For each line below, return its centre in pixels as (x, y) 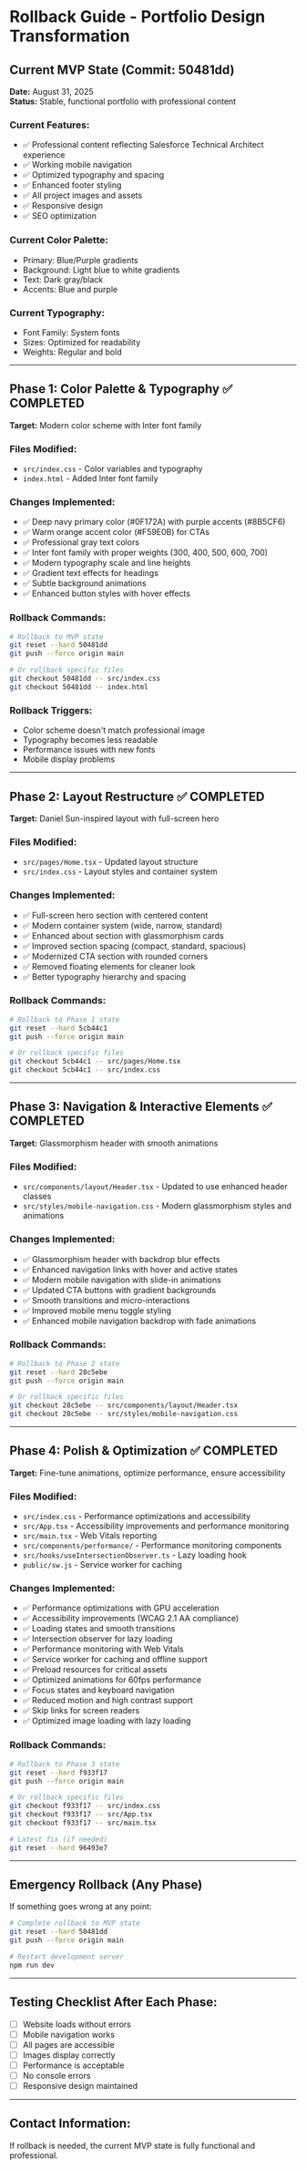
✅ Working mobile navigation (77, 165)
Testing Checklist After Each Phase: (113, 2002)
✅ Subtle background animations (85, 583)
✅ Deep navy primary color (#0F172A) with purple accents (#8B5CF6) (154, 522)
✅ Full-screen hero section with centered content (115, 915)
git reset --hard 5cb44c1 (58, 1028)
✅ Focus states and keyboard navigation (98, 1690)
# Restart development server (67, 1957)
